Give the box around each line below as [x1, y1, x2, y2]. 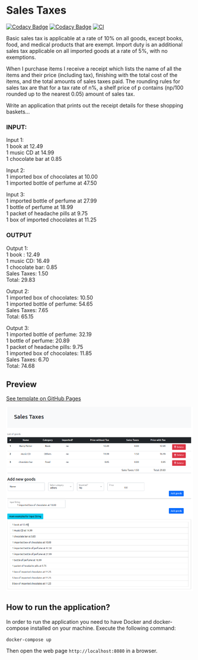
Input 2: [6, 167, 25, 174]
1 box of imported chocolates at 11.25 [6, 216, 97, 223]
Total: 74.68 [6, 362, 35, 369]
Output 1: [6, 245, 28, 252]
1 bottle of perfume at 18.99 [6, 204, 74, 211]
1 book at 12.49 [6, 143, 43, 150]
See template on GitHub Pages [6, 395, 81, 402]
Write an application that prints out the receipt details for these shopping [6, 101, 184, 109]
